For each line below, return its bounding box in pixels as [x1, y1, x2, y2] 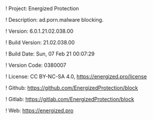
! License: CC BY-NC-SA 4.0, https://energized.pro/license [5, 73, 147, 80]
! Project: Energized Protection [5, 5, 80, 12]
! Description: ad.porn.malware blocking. [5, 16, 104, 23]
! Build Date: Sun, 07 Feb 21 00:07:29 [5, 50, 95, 57]
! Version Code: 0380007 [5, 61, 67, 68]
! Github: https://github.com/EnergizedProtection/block [5, 84, 138, 91]
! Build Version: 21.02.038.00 [5, 39, 75, 46]
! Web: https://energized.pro [5, 107, 74, 114]
